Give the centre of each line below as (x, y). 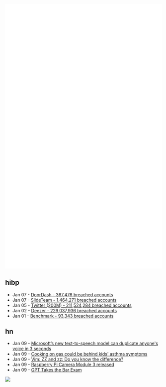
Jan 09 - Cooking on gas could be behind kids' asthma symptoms (80, 354)
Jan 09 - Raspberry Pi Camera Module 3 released (63, 365)
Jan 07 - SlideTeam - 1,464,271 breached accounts (64, 300)
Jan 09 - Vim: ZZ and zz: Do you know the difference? (68, 359)
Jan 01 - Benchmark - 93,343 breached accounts (63, 316)
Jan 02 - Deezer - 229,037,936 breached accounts (65, 310)
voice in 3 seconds (32, 349)
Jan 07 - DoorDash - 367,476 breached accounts (63, 294)
